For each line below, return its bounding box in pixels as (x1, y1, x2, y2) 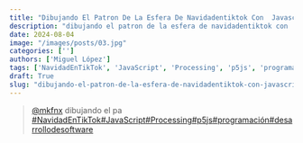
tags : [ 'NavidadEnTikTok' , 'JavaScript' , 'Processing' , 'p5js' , (9, 64, 256, 73)
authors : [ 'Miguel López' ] (9, 55, 111, 64)
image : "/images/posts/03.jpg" (9, 38, 127, 48)
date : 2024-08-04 (9, 30, 75, 39)
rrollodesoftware (31, 123, 94, 135)
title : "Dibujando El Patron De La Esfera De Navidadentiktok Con (9, 13, 264, 22)
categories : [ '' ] (9, 47, 75, 56)
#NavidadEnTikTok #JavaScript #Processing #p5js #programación (31, 114, 271, 125)
